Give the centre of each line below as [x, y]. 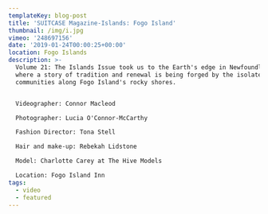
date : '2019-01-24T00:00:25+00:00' [67, 45]
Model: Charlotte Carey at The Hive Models [89, 161]
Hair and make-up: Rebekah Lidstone [76, 147]
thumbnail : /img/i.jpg [46, 30]
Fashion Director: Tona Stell [65, 132]
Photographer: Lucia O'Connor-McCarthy [82, 118]
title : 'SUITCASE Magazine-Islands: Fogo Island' [93, 23]
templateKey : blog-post [48, 16]
